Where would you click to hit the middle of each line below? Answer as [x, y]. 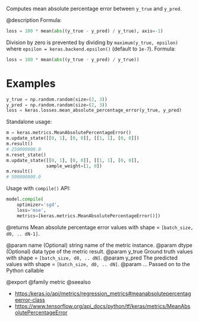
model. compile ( [25, 199]
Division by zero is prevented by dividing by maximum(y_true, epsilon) [92, 42]
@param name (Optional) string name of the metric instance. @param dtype [99, 245]
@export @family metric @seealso [48, 282]
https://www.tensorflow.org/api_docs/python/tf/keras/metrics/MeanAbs [102, 306]
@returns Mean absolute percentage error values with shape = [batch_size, [100, 227]
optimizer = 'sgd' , [38, 205]
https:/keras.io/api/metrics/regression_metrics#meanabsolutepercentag [103, 293]
